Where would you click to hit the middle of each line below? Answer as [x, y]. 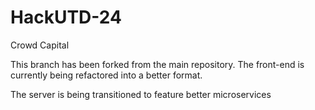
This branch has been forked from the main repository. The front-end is [157, 64]
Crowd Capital [40, 45]
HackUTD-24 [66, 17]
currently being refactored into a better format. [106, 75]
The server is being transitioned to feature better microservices [141, 94]
